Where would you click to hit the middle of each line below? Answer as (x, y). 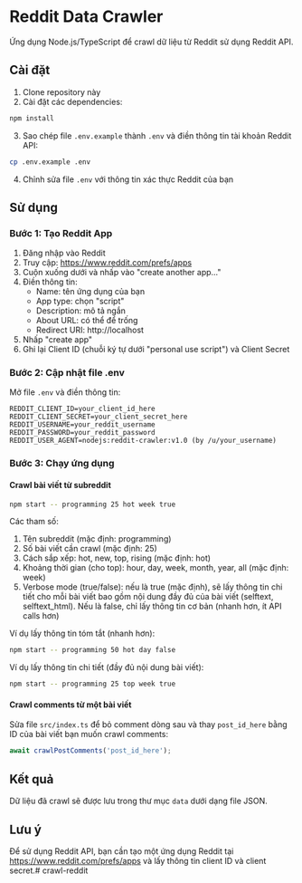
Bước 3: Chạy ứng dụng (62, 464)
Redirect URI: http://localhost (90, 330)
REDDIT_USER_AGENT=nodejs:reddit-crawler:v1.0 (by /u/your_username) (143, 441)
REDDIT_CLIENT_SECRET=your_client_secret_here (99, 417)
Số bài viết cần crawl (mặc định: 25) (90, 549)
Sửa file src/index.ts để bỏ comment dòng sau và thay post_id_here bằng (148, 725)
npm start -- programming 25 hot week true (93, 504)
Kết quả (32, 779)
